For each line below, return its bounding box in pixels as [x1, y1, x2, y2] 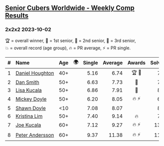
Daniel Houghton [15, 70, 55, 77]
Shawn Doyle [15, 104, 46, 111]
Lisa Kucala [15, 86, 42, 93]
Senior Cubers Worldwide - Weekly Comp [5, 4, 135, 12]
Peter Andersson [15, 132, 55, 139]
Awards [127, 60, 146, 66]
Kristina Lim [15, 112, 43, 119]
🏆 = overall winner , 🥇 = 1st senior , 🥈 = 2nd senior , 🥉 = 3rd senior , [5, 38, 136, 43]
